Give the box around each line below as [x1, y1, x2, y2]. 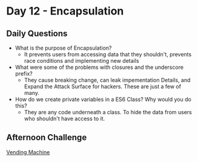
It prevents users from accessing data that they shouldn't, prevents [24, 51, 192, 58]
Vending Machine [6, 148, 50, 155]
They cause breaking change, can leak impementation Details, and [24, 77, 191, 83]
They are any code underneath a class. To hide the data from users [24, 109, 192, 115]
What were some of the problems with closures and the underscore [15, 63, 183, 71]
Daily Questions [6, 28, 68, 39]
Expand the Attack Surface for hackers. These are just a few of [24, 83, 182, 90]
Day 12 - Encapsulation [6, 4, 124, 18]
